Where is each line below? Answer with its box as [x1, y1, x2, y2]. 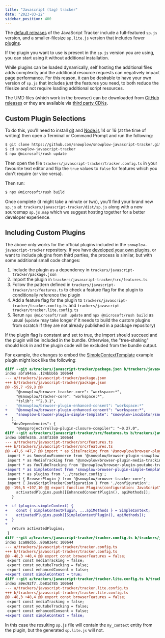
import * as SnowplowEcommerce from [7, 453, 82, 459]
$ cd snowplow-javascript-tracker [5, 147, 76, 152]
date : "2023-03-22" [5, 12, 45, 17]
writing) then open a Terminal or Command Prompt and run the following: [5, 133, 153, 139]
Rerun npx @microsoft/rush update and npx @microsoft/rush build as [12, 312, 154, 318]
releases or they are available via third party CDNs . [5, 100, 108, 106]
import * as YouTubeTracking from [7, 463, 78, 467]
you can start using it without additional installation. [5, 55, 110, 61]
